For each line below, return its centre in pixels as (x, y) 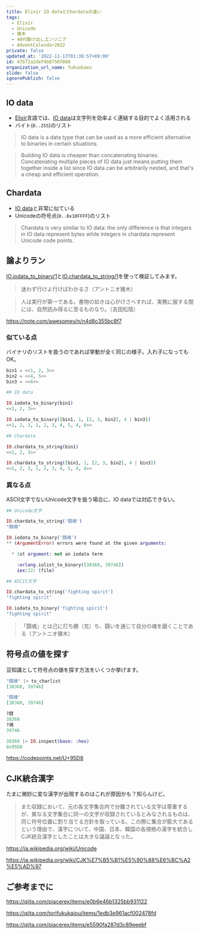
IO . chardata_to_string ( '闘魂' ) (44, 521)
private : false (25, 51)
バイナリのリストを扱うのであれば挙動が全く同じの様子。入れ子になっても (98, 352)
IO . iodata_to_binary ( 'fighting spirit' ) (57, 608)
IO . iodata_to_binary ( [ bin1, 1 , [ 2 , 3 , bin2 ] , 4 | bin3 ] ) (79, 420)
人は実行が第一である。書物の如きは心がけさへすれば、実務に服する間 (107, 301)
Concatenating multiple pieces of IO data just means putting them (101, 161)
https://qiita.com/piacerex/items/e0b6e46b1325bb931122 (77, 902)
